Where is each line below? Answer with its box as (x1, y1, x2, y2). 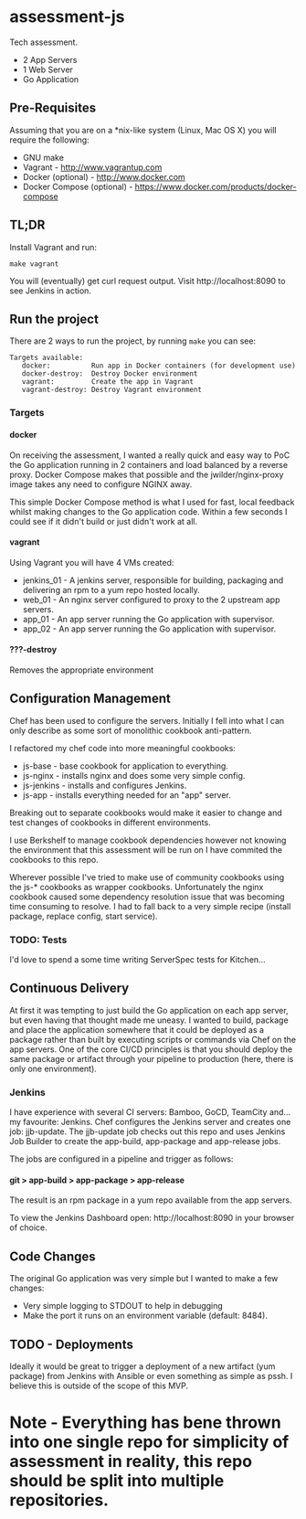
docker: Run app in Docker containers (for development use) (21, 361, 297, 371)
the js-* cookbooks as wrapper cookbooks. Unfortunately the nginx (9, 881, 264, 892)
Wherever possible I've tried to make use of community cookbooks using (9, 871, 285, 883)
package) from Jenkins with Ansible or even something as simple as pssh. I (9, 1370, 293, 1381)
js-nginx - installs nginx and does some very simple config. (22, 770, 246, 781)
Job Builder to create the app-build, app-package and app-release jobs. (9, 1136, 281, 1147)
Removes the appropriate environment (9, 664, 154, 675)
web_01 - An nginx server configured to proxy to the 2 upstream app (22, 594, 280, 605)
